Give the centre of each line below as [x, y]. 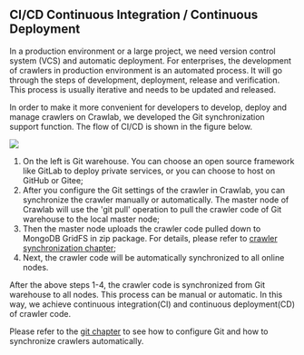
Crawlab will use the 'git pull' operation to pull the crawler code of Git [152, 209]
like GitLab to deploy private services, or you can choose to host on [149, 171]
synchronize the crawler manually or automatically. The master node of [156, 200]
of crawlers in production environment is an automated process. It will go [146, 70]
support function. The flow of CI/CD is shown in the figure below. [131, 126]
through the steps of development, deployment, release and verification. [145, 80]
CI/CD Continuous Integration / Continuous [134, 15]
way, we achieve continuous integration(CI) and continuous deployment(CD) [152, 304]
